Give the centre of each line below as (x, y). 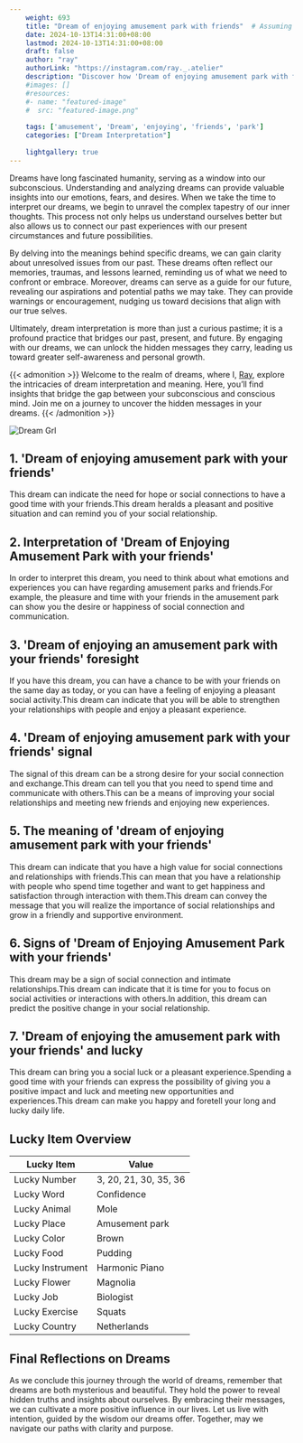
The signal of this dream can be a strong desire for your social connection (147, 773)
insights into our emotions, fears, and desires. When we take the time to (143, 197)
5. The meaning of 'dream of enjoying (117, 831)
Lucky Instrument (51, 1268)
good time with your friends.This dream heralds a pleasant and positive (142, 504)
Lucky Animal (42, 1209)
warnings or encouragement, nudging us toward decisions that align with (145, 301)
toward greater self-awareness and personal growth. (107, 357)
